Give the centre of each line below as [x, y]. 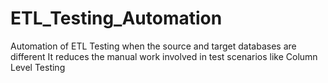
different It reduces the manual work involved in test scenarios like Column [164, 56]
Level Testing [38, 67]
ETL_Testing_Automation [116, 18]
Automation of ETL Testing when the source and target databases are [153, 46]
